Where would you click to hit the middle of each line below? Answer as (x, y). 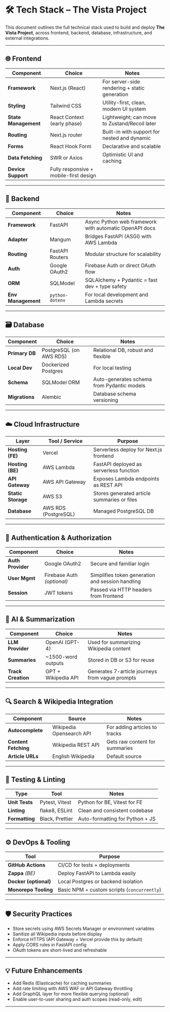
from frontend (107, 596)
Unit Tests (20, 803)
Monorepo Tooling (30, 890)
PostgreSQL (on (61, 350)
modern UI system (124, 109)
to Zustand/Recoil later (129, 123)
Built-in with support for (131, 131)
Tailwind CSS (66, 105)
